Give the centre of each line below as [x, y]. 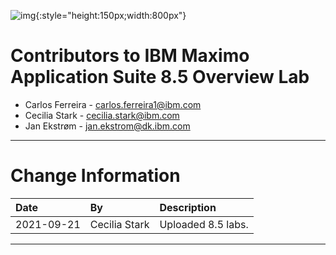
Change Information [95, 176]
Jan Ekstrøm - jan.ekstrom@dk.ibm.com [107, 126]
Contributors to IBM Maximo [130, 56]
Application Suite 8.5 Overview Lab [160, 77]
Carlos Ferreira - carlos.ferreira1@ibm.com [113, 104]
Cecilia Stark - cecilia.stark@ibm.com [102, 115]
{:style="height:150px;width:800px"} [111, 15]
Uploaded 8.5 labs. [204, 224]
